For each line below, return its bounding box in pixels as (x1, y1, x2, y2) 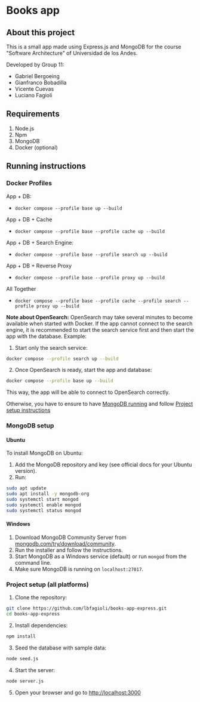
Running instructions (6, 161, 87, 171)
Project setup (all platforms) (6, 580, 90, 589)
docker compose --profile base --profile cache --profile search (14, 298, 181, 304)
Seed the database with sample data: (14, 644, 106, 651)
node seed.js (6, 655, 39, 661)
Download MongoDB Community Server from (14, 534, 127, 541)
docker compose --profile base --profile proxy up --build (14, 275, 165, 281)
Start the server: (14, 666, 56, 673)
